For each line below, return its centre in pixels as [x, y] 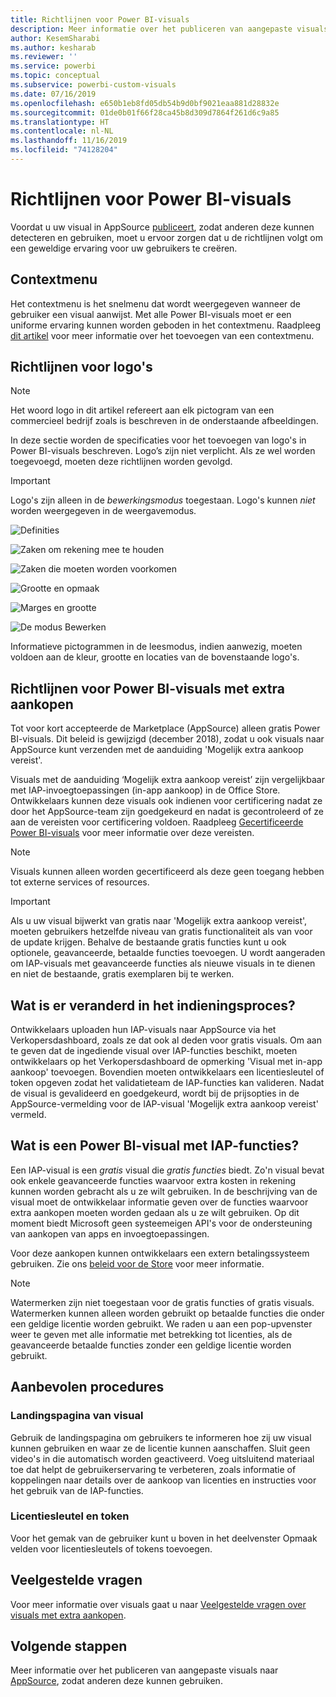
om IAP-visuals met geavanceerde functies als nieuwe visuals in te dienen [163, 963]
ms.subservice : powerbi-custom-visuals [93, 85]
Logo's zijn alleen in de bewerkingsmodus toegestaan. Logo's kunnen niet [163, 500]
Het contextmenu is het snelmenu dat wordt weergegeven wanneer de [156, 303]
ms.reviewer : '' [44, 57]
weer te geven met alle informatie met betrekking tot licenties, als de [151, 1334]
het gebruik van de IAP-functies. [77, 1490]
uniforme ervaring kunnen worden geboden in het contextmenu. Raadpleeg [166, 325]
